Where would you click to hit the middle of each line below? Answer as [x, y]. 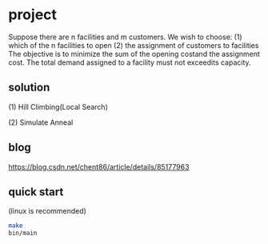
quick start [36, 192]
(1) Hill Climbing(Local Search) [58, 106]
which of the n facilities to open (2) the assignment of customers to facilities [134, 45]
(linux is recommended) [47, 211]
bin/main [23, 234]
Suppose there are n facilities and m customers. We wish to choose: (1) [125, 37]
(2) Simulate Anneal [41, 122]
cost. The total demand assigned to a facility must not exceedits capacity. [130, 62]
